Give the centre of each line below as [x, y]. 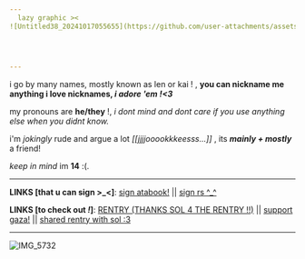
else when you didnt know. [59, 121]
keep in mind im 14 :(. [49, 165]
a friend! [25, 148]
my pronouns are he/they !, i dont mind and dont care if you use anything [147, 111]
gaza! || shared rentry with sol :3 [70, 219]
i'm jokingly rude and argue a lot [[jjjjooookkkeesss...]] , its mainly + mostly [151, 138]
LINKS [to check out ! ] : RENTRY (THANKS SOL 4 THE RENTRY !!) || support [151, 209]
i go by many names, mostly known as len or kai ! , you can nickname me [147, 84]
